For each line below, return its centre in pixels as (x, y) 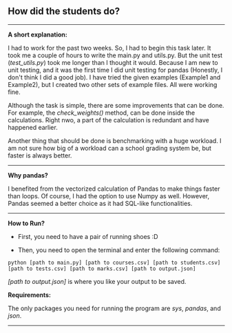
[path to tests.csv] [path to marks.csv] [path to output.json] (102, 269)
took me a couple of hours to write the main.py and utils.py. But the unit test (115, 55)
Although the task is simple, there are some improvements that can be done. (116, 105)
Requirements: (29, 295)
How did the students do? (64, 11)
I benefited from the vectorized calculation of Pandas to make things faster (114, 189)
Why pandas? (28, 175)
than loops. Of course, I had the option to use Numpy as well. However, (109, 196)
